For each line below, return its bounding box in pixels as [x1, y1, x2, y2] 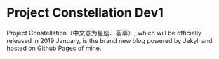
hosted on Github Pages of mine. [6, 44, 102, 52]
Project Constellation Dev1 [6, 5, 164, 21]
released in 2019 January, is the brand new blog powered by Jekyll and [6, 36, 213, 44]
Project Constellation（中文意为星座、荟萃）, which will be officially [6, 28, 201, 37]
